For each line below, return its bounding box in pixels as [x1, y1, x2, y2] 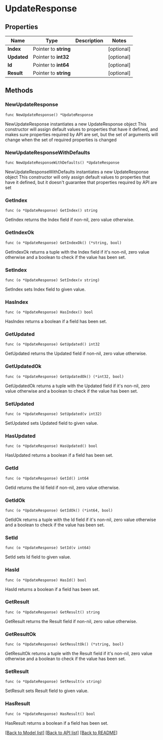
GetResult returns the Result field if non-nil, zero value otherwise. [5, 618, 137, 624]
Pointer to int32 [32, 54, 70, 60]
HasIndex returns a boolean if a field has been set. [5, 319, 107, 325]
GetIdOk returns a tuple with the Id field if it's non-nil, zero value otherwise [5, 517, 156, 522]
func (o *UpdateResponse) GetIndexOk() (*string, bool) [5, 240, 122, 245]
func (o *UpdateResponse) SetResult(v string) [5, 679, 102, 684]
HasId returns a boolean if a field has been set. [5, 586, 100, 592]
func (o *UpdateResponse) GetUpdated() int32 [5, 342, 100, 347]
